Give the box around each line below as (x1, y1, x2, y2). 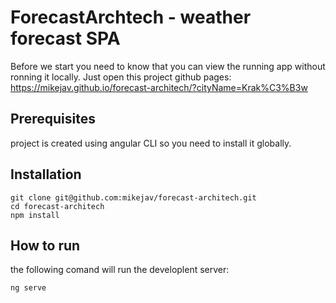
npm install (10, 210, 60, 220)
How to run (10, 237, 81, 254)
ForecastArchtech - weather (10, 6, 252, 29)
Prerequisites (10, 111, 96, 128)
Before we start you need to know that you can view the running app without (10, 60, 326, 72)
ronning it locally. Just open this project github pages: (10, 71, 232, 83)
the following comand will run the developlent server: (10, 264, 230, 276)
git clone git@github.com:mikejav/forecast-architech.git (10, 192, 257, 203)
